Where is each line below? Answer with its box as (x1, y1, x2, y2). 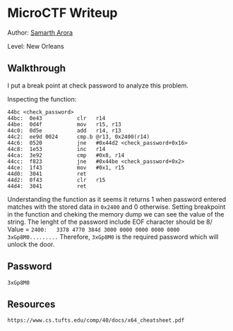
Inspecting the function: (7, 95, 77, 103)
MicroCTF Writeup (7, 5, 118, 21)
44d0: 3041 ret (7, 170, 87, 177)
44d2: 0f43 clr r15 (7, 176, 106, 183)
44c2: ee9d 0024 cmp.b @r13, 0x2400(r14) (7, 133, 150, 140)
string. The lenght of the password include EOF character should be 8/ (7, 217, 213, 226)
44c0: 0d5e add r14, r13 (7, 127, 121, 134)
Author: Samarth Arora (7, 28, 73, 37)
